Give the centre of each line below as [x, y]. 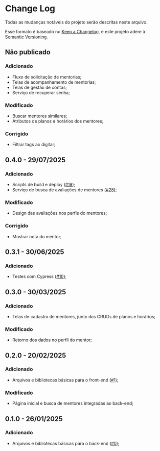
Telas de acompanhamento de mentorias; [54, 82]
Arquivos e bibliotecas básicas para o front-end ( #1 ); [65, 380]
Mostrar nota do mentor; [37, 236]
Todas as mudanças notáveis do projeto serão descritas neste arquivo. [76, 22]
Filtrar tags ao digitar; [34, 145]
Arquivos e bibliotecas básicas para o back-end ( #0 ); [66, 443]
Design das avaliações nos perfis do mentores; [59, 213]
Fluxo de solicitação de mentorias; [47, 77]
